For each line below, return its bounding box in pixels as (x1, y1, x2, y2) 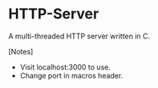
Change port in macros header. (19, 70, 124, 80)
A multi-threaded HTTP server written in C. (8, 31, 151, 41)
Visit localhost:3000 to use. (19, 62, 111, 72)
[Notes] (8, 46, 34, 56)
